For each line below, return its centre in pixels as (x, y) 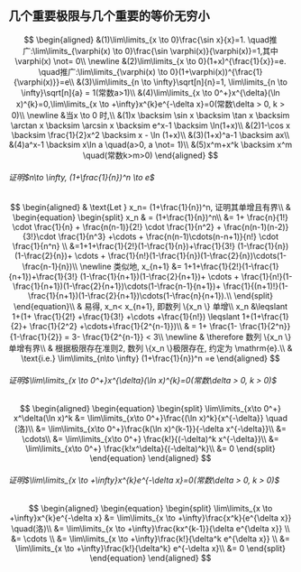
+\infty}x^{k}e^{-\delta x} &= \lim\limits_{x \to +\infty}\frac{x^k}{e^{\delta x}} (150, 518)
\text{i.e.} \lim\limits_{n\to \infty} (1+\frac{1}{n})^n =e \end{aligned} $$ (150, 358)
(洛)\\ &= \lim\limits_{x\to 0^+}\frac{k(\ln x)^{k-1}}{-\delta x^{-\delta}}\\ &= (150, 429)
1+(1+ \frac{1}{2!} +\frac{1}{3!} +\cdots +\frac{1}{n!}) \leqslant (126, 317)
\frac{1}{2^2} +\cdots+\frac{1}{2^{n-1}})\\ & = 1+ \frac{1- (133, 327)
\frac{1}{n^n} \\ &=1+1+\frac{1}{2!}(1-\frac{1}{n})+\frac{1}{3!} (124, 246)
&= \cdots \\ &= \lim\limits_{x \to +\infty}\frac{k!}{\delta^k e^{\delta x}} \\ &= (150, 539)
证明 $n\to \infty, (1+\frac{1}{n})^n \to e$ (82, 178)
